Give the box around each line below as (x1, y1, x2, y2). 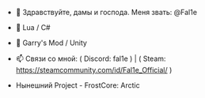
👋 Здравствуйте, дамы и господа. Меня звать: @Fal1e (15, 8, 198, 17)
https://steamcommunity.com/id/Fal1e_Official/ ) (15, 66, 173, 74)
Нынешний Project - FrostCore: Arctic (15, 81, 140, 90)
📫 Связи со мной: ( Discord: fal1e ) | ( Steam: (15, 54, 166, 63)
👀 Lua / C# (15, 23, 51, 32)
